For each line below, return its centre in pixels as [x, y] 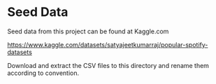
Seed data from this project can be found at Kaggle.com [88, 31]
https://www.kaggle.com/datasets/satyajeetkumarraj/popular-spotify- [108, 44]
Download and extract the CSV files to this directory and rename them [108, 65]
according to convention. [43, 73]
